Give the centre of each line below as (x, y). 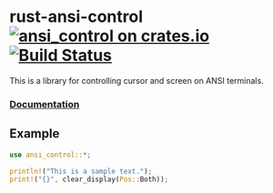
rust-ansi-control (76, 17)
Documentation (45, 104)
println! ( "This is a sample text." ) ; (81, 171)
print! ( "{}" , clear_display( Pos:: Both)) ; (89, 179)
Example (35, 134)
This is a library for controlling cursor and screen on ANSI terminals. (136, 80)
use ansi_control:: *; (51, 155)
